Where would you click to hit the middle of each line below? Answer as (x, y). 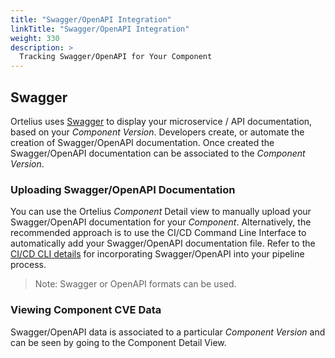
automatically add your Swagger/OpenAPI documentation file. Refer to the (163, 243)
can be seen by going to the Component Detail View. (118, 342)
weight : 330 (35, 38)
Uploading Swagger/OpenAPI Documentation (123, 189)
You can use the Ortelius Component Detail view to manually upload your (161, 212)
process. (28, 265)
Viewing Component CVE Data (86, 310)
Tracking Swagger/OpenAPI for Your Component (116, 57)
